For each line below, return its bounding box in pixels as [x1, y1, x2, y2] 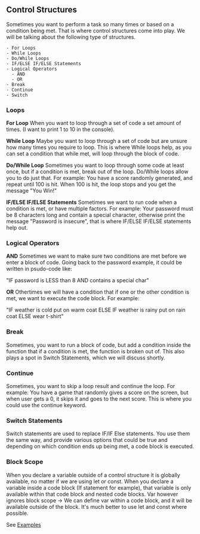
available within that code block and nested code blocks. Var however [6, 490, 179, 498]
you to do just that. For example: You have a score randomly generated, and [6, 175, 193, 182]
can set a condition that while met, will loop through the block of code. [6, 150, 180, 157]
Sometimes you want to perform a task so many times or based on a [6, 20, 174, 28]
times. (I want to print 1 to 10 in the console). [6, 126, 115, 133]
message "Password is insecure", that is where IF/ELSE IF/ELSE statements [6, 218, 192, 225]
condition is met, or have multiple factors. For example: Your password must [6, 205, 193, 212]
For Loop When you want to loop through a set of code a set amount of [6, 120, 181, 127]
